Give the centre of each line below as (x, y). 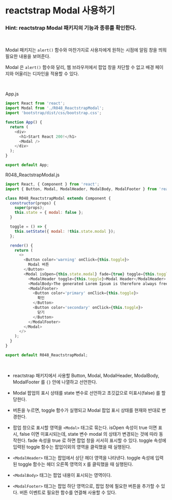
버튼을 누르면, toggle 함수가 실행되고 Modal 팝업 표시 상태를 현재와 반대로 (87, 410)
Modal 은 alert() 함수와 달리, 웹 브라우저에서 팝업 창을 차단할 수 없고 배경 (80, 67)
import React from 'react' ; (35, 103)
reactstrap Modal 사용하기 (60, 11)
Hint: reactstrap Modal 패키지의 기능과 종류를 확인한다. (71, 28)
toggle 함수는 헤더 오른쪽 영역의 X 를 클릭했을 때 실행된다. (76, 464)
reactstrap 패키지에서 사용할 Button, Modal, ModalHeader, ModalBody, (86, 375)
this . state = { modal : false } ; (49, 213)
